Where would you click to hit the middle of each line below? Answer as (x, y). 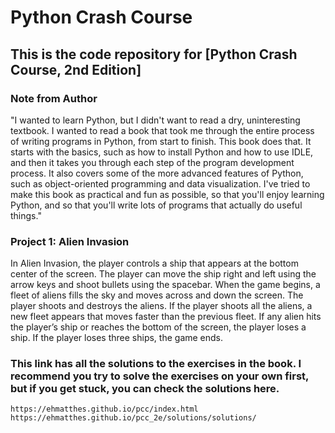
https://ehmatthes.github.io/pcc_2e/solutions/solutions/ (133, 418)
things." (26, 215)
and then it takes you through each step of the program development (152, 162)
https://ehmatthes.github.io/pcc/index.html (104, 409)
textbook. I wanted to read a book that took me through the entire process (162, 130)
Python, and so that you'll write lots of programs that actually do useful (156, 205)
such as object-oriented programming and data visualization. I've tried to (160, 183)
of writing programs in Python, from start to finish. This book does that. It (161, 141)
